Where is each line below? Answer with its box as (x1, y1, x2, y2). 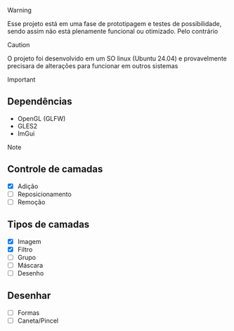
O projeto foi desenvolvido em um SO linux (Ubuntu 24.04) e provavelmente (7, 54, 227, 63)
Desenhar (7, 290, 51, 301)
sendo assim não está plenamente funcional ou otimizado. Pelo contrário (7, 27, 219, 35)
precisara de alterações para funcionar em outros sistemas (7, 62, 178, 70)
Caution (7, 41, 30, 48)
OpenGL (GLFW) (17, 114, 66, 122)
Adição (17, 182, 39, 190)
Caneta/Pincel (17, 316, 59, 325)
